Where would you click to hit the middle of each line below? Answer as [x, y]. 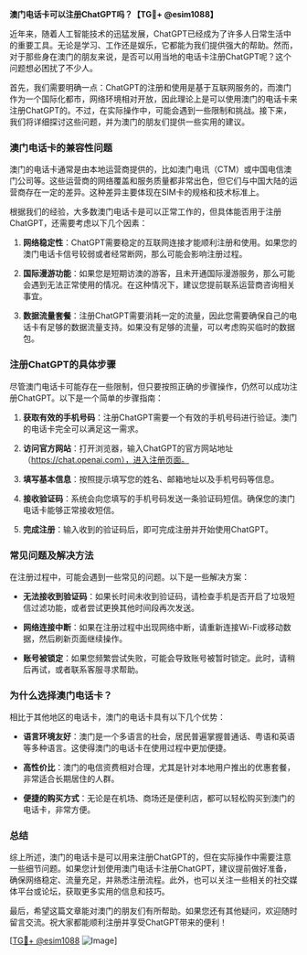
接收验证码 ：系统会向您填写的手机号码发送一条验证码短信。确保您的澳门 [159, 499]
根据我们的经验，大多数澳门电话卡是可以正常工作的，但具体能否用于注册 [145, 212]
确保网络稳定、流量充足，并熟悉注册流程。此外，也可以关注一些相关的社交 [149, 880]
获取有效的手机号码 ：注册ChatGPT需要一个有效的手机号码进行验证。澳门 [160, 417]
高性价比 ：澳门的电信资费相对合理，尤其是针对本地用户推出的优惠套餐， [159, 767]
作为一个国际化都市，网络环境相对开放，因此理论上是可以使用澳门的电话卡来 [153, 99]
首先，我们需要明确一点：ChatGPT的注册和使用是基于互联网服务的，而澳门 [151, 87]
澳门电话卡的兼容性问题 [61, 147]
